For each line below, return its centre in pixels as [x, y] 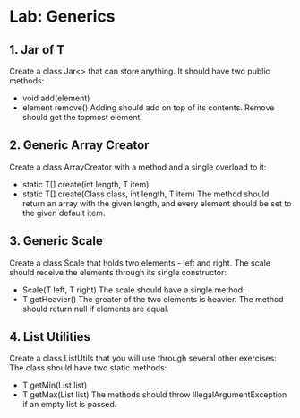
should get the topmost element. [82, 117]
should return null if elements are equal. [96, 309]
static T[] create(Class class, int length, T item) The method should [146, 194]
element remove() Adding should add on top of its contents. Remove [148, 108]
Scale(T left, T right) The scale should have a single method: [133, 290]
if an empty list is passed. [69, 405]
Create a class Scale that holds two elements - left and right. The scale [140, 263]
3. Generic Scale [56, 241]
